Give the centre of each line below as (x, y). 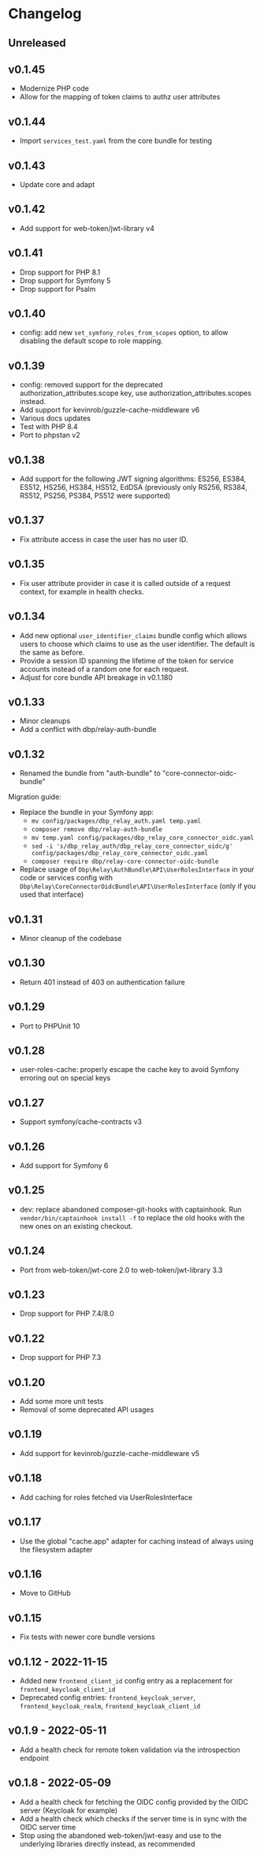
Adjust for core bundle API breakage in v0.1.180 (96, 677)
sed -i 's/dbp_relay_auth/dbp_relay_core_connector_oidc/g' (132, 846)
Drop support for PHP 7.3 (60, 1357)
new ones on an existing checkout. (76, 1226)
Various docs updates (55, 418)
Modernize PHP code (54, 88)
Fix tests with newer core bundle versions (87, 1637)
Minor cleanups (45, 721)
